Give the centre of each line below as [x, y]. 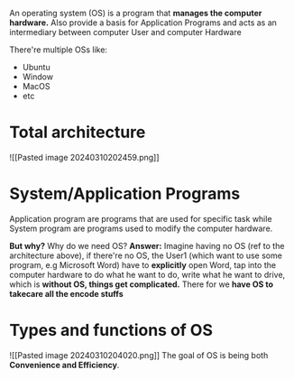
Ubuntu [37, 67]
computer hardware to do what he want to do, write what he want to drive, [147, 274]
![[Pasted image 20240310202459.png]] [84, 157]
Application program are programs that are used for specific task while [141, 218]
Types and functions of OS [111, 331]
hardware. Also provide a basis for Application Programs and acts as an [143, 23]
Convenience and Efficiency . [64, 365]
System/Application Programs [125, 194]
